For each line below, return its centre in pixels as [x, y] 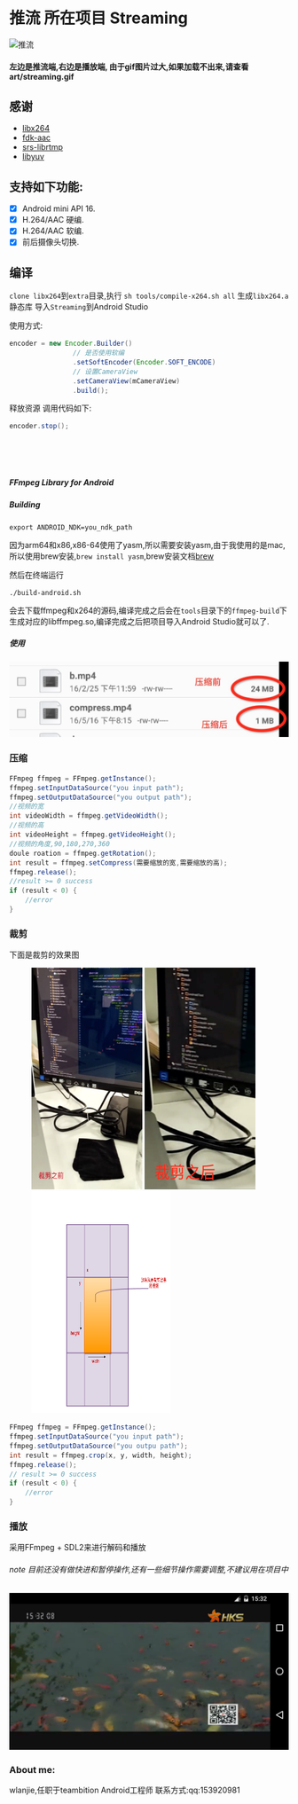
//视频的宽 [27, 807]
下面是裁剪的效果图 [44, 955]
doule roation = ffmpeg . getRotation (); [83, 853]
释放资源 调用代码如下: [50, 408]
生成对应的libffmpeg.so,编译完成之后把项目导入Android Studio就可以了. [139, 621]
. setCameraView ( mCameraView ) [126, 381]
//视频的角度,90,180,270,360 [60, 843]
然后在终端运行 [36, 575]
